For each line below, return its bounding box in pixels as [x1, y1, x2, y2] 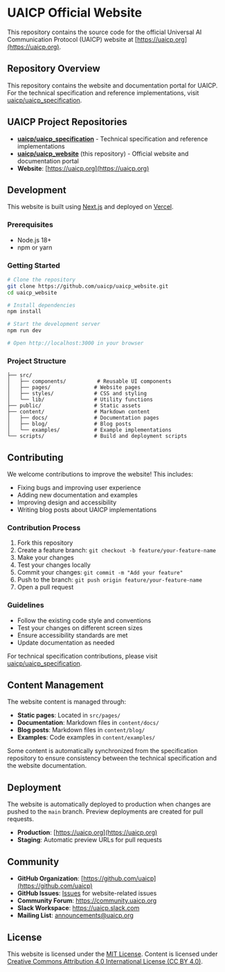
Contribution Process [7, 523, 81, 532]
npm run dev [7, 327, 42, 334]
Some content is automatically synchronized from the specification [7, 747, 198, 755]
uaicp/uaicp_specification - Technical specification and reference [17, 134, 208, 143]
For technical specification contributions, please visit [7, 652, 158, 660]
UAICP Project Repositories [7, 116, 127, 128]
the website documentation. [7, 761, 87, 770]
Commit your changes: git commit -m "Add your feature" [17, 568, 183, 577]
